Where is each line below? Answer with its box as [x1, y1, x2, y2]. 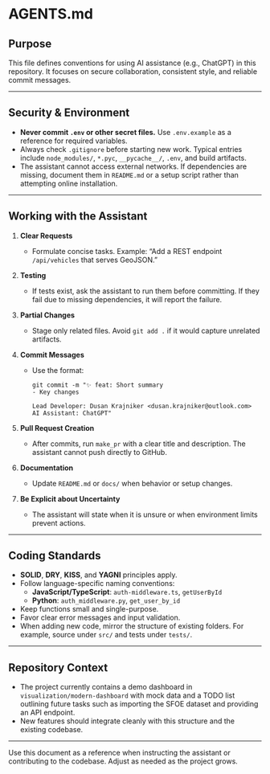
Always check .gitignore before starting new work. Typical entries [19, 144, 243, 154]
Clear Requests [19, 231, 73, 240]
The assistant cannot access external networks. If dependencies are [19, 162, 247, 171]
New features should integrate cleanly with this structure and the [19, 716, 235, 726]
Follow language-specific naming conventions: [19, 579, 175, 588]
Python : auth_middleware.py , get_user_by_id [31, 596, 181, 605]
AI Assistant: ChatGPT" [31, 409, 112, 417]
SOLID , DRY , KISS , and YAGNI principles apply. [19, 570, 178, 579]
